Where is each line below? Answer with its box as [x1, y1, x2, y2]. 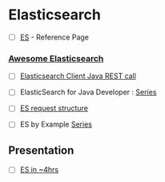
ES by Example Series [19, 119, 92, 130]
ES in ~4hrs [19, 165, 58, 175]
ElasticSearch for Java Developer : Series [19, 87, 157, 97]
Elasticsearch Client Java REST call [19, 71, 136, 81]
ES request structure [19, 103, 88, 114]
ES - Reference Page [19, 32, 90, 42]
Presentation [8, 143, 74, 157]
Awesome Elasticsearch [8, 52, 104, 64]
